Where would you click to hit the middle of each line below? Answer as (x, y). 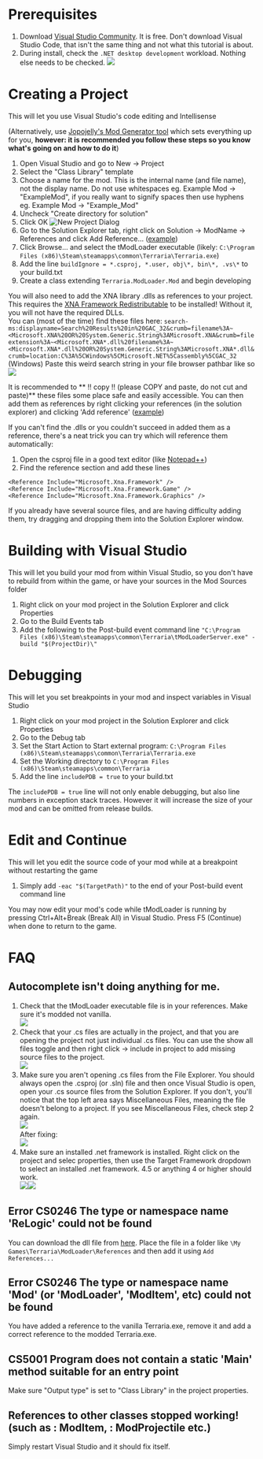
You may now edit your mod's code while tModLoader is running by (117, 909)
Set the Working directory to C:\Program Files (94, 761)
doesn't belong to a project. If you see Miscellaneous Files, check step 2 (137, 1108)
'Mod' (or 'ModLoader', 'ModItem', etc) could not (130, 1295)
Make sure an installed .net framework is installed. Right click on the (130, 1152)
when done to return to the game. (62, 926)
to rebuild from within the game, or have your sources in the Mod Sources (128, 581)
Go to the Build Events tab (62, 621)
